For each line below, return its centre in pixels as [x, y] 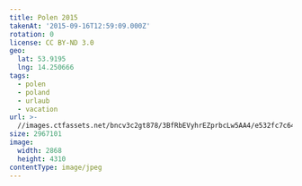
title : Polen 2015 [44, 17]
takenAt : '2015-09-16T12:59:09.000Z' [80, 26]
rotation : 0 [31, 34]
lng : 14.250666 [46, 68]
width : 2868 [40, 150]
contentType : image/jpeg [56, 167]
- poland [34, 92]
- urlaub [34, 101]
